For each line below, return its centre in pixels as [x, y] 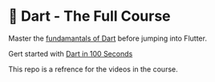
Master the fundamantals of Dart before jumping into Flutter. [107, 38]
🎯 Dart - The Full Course [89, 16]
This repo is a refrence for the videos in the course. [93, 69]
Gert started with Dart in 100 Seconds [71, 53]
